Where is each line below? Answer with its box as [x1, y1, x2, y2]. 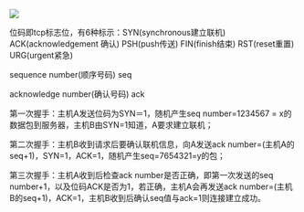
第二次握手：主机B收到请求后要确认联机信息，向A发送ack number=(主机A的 [9, 139, 295, 150]
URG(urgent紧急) [9, 50, 74, 60]
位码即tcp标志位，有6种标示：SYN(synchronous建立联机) [9, 27, 226, 37]
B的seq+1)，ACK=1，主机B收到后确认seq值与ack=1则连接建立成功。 [9, 193, 267, 203]
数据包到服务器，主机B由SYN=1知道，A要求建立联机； [9, 120, 214, 130]
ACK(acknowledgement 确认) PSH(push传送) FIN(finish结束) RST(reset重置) [9, 38, 295, 49]
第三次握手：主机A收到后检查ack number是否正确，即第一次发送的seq [9, 170, 274, 180]
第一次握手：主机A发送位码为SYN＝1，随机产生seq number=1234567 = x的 [9, 108, 292, 119]
